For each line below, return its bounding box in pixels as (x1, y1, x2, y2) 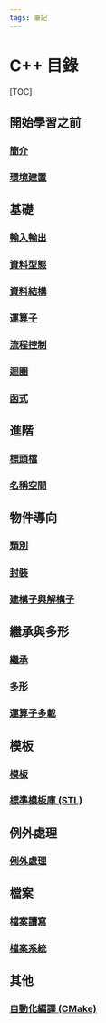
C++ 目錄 (9, 56, 79, 76)
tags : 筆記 (9, 13, 48, 23)
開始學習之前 (9, 115, 82, 130)
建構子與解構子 (9, 593, 75, 606)
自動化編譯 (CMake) (9, 1003, 97, 1016)
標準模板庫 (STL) (9, 794, 83, 807)
